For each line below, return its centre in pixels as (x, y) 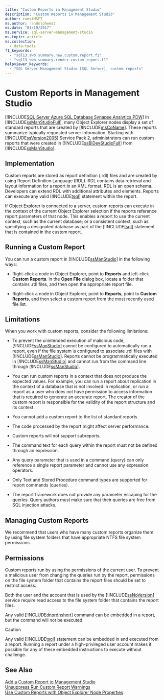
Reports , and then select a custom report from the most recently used (83, 299)
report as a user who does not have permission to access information (82, 392)
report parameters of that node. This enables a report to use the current (78, 216)
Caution (13, 629)
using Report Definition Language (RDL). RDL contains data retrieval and (78, 181)
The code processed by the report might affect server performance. (81, 426)
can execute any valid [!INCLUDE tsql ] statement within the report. (71, 196)
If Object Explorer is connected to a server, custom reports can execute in (80, 206)
